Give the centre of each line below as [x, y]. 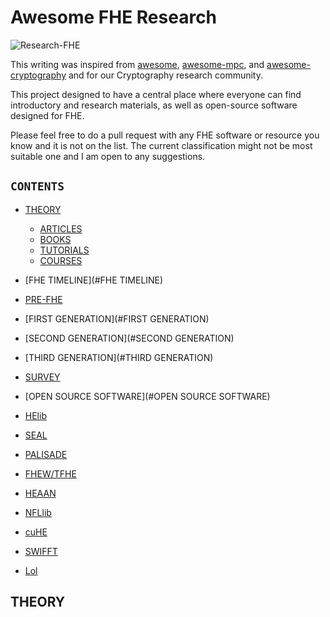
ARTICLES [61, 228]
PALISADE [46, 454]
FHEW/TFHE [50, 473]
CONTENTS [37, 186]
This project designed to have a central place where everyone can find [156, 94]
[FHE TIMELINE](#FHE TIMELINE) [94, 280]
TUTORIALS [64, 250]
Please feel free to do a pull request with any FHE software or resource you [165, 135]
